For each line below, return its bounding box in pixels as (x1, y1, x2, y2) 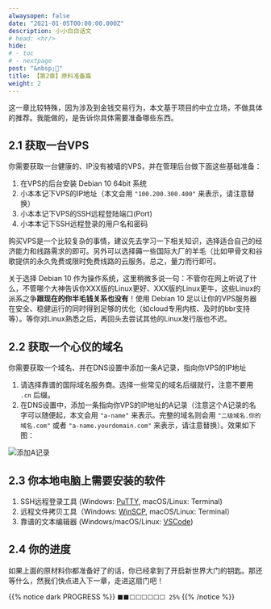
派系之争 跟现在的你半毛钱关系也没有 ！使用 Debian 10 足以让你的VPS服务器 (8, 294, 257, 304)
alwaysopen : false (8, 11, 70, 20)
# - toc (8, 49, 35, 57)
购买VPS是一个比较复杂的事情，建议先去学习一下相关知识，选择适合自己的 (8, 236, 256, 246)
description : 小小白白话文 (8, 27, 92, 35)
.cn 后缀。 (19, 390, 55, 400)
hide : (8, 42, 27, 50)
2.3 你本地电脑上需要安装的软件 (8, 473, 166, 487)
